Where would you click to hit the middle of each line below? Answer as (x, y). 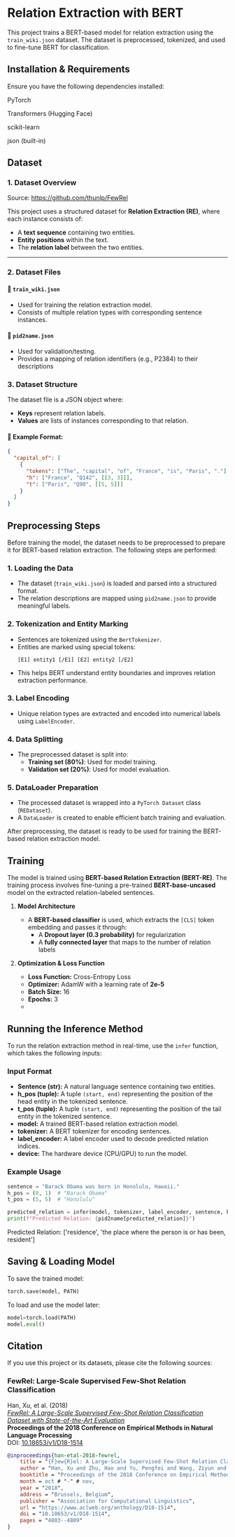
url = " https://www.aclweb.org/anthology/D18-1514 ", (98, 1508)
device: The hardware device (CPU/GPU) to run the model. (102, 1154)
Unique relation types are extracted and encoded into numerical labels (119, 713)
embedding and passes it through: (77, 927)
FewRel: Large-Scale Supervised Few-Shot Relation (97, 1381)
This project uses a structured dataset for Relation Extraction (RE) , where (114, 211)
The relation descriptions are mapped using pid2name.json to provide (117, 599)
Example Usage (34, 1172)
